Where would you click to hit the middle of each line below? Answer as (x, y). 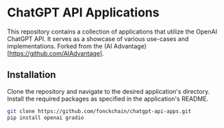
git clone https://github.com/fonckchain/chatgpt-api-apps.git (99, 111)
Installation (32, 75)
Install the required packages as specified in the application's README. (108, 99)
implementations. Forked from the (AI (60, 46)
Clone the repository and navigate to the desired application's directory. (109, 91)
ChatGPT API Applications (83, 13)
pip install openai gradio (46, 118)
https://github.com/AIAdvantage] (56, 53)
